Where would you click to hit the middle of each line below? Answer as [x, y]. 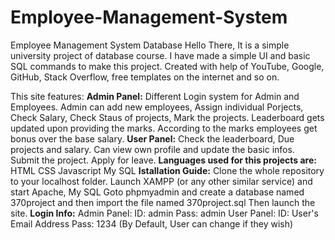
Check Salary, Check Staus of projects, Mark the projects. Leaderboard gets [167, 117]
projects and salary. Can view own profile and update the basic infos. [152, 149]
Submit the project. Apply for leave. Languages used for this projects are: [163, 160]
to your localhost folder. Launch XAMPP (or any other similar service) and [161, 181]
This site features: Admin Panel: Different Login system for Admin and [155, 96]
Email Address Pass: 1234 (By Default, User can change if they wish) [152, 223]
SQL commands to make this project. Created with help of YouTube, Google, [167, 66]
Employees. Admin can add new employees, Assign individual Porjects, [157, 107]
